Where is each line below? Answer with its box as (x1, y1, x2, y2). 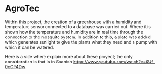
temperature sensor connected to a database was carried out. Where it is (5, 24, 151, 29)
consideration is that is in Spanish (5, 59, 73, 64)
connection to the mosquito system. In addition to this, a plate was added (5, 34, 151, 40)
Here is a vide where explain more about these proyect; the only (5, 53, 133, 59)
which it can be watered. (5, 44, 54, 50)
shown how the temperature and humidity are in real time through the (5, 29, 144, 35)
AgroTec (5, 3, 40, 14)
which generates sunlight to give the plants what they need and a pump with (5, 39, 157, 45)
